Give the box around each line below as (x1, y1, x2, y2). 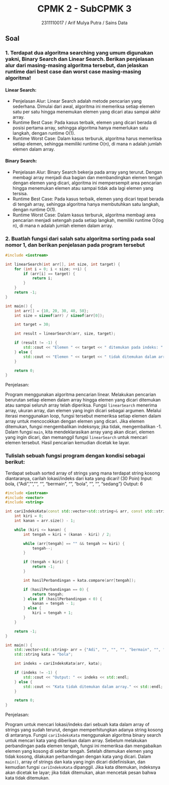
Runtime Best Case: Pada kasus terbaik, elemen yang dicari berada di (12, 119, 157, 126)
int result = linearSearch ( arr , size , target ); (14, 331, 116, 336)
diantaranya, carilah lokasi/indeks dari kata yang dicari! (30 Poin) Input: (5, 475, 153, 481)
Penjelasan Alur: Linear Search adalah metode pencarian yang (12, 98, 142, 104)
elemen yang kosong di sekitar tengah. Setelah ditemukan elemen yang (5, 748, 153, 754)
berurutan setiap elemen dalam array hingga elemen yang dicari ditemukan (5, 397, 161, 403)
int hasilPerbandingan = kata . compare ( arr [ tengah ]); (23, 578, 136, 583)
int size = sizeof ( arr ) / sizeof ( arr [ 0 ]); (14, 313, 105, 318)
